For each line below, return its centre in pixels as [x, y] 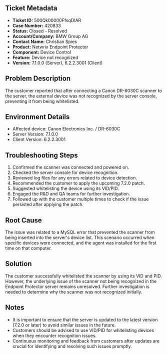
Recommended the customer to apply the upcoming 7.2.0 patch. [78, 183]
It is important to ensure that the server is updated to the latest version [85, 319]
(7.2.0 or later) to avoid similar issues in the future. [64, 325]
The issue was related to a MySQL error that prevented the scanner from [80, 232]
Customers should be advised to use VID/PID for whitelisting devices [83, 330]
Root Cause [24, 220]
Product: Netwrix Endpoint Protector [50, 46]
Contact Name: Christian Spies [45, 41]
